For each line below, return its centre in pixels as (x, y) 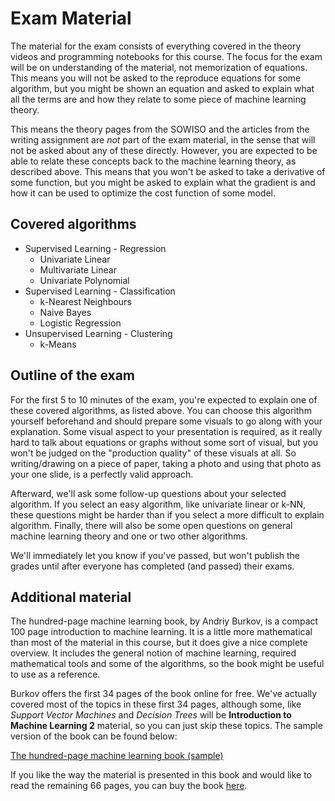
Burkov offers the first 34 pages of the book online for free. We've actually (164, 694)
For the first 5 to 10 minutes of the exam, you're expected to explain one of (164, 399)
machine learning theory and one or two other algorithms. (129, 536)
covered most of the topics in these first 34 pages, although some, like (156, 704)
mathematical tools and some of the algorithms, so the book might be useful (167, 664)
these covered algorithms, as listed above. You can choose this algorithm (161, 410)
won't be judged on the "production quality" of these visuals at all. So (153, 453)
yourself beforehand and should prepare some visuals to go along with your (166, 421)
